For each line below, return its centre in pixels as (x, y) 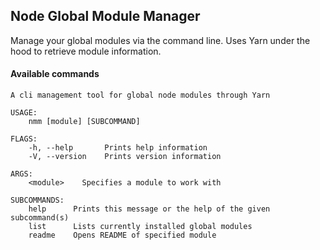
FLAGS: (24, 139)
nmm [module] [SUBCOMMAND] (84, 122)
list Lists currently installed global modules (140, 227)
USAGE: (24, 113)
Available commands (55, 74)
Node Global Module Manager (105, 16)
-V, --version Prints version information (125, 157)
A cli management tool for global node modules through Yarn (140, 95)
